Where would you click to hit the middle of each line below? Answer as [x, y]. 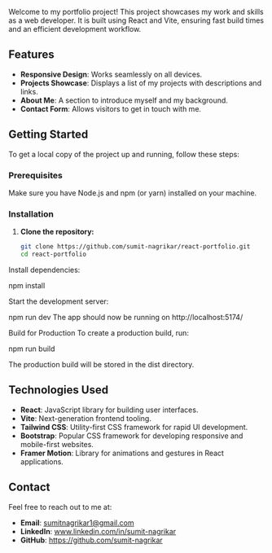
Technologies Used [58, 390]
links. [29, 91]
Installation [31, 213]
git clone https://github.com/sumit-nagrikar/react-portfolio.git [135, 247]
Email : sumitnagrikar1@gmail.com [77, 522]
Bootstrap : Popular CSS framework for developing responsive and [132, 436]
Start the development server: [59, 301]
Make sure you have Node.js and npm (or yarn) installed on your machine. [133, 193]
